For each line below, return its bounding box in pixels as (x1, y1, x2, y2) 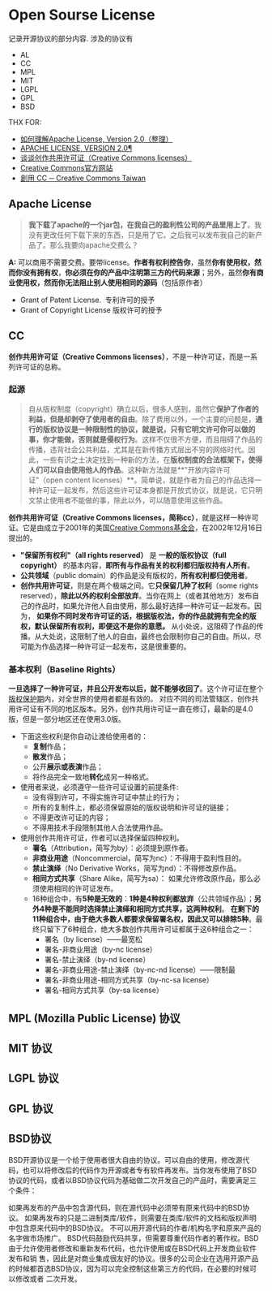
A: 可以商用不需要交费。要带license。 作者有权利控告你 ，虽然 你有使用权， (8, 257, 255, 267)
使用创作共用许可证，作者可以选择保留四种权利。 (19, 833, 184, 843)
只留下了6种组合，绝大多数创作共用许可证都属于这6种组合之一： (39, 924, 254, 935)
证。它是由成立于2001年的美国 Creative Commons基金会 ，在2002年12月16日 (8, 522, 263, 533)
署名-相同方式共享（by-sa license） (44, 985, 164, 995)
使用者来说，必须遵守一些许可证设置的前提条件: (19, 782, 179, 792)
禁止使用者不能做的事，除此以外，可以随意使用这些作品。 (35, 495, 227, 505)
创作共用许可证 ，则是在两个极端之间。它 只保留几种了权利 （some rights (19, 581, 259, 590)
